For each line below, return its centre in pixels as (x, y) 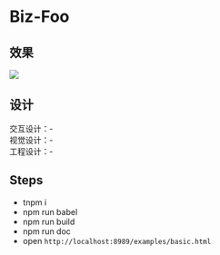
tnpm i (35, 202)
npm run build (49, 221)
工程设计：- (31, 151)
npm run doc (46, 231)
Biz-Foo (40, 17)
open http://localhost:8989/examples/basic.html (117, 240)
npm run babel (50, 211)
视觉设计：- (31, 140)
